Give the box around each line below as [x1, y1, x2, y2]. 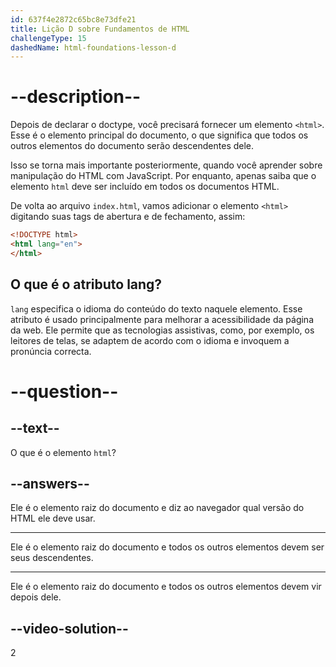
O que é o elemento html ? [10, 446, 117, 458]
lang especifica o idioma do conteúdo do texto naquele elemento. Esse [10, 302, 303, 315]
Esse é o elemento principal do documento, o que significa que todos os [10, 129, 309, 141]
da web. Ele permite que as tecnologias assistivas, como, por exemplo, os [10, 324, 315, 336]
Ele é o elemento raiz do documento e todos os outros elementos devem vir [10, 581, 322, 593]
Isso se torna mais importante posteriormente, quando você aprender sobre [10, 159, 323, 171]
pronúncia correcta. [10, 345, 92, 357]
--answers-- [10, 476, 90, 493]
